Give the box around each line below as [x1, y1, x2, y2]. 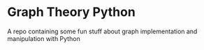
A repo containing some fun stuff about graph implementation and [7, 27, 198, 35]
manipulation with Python [7, 34, 80, 42]
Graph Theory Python [7, 4, 136, 20]
